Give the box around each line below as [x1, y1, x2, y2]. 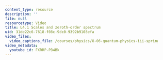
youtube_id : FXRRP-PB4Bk [9, 47, 60, 52]
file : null [5, 16, 27, 21]
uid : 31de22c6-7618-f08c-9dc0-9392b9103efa [5, 30, 95, 34]
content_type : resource [5, 7, 53, 12]
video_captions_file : [9, 39, 53, 44]
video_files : [5, 34, 32, 39]
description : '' [5, 12, 38, 16]
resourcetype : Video [5, 20, 47, 26]
